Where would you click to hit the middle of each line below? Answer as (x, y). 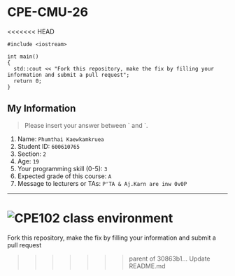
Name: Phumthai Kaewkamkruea (60, 139)
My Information (42, 109)
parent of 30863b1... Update (170, 259)
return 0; (28, 81)
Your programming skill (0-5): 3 (62, 168)
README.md (147, 266)
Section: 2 (32, 154)
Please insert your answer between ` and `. (86, 125)
